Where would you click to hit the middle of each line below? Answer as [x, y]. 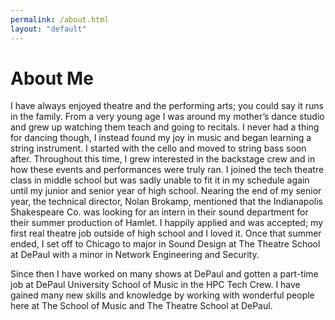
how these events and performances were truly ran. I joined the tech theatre [167, 170]
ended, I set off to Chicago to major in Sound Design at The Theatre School [165, 244]
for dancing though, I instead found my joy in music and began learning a [161, 138]
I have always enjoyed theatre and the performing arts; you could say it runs [167, 106]
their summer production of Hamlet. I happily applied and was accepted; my [167, 223]
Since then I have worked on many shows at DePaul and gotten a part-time [164, 274]
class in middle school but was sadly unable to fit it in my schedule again [160, 180]
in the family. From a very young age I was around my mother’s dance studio [167, 117]
